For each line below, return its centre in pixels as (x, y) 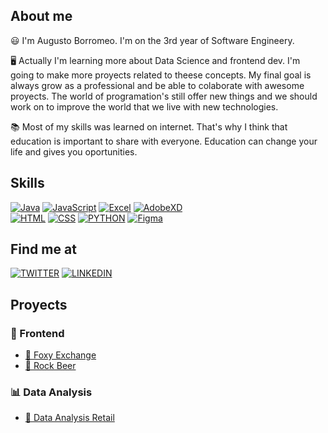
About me (41, 16)
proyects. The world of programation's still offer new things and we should (164, 96)
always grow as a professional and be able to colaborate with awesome (157, 85)
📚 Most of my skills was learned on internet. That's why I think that (149, 126)
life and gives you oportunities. (74, 151)
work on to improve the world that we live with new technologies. (144, 106)
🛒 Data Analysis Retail (69, 418)
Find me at (43, 249)
